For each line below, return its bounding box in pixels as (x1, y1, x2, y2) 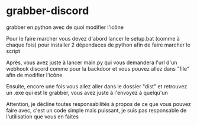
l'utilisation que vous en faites (6, 113, 79, 120)
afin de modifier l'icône (6, 71, 63, 78)
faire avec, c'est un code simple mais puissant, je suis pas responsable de (6, 107, 187, 114)
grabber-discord (6, 4, 89, 18)
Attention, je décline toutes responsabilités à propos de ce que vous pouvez (6, 100, 191, 107)
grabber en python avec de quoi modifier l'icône (6, 24, 124, 31)
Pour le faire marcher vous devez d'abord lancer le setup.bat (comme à (6, 35, 180, 42)
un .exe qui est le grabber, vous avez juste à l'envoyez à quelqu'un (6, 89, 169, 96)
